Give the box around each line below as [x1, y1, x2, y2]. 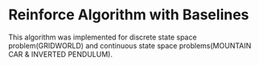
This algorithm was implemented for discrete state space [8, 32, 197, 42]
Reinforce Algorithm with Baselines [8, 6, 249, 24]
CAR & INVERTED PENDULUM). [8, 49, 113, 59]
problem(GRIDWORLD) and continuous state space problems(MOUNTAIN [8, 40, 252, 50]
